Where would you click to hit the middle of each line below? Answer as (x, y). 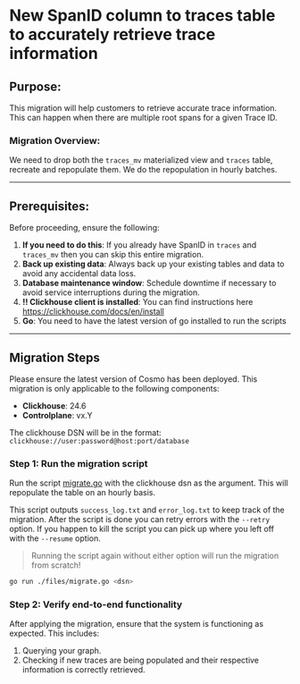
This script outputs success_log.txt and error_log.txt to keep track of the (147, 510)
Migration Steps (55, 357)
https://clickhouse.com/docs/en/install (93, 312)
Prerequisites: (49, 206)
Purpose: (35, 86)
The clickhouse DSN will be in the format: (86, 432)
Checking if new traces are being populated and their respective (141, 660)
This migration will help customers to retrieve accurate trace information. (143, 108)
